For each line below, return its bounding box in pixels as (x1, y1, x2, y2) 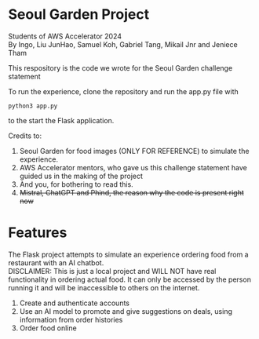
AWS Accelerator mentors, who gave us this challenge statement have (19, 162, 247, 172)
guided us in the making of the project (19, 171, 144, 180)
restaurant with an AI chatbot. (8, 257, 104, 268)
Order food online (19, 323, 77, 333)
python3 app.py (8, 102, 58, 110)
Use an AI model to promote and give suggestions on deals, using (19, 306, 233, 315)
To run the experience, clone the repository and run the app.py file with (8, 86, 239, 96)
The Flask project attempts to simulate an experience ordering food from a (8, 250, 249, 259)
